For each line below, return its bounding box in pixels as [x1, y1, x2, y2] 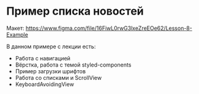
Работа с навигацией [15, 54, 70, 62]
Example [6, 31, 29, 38]
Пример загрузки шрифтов [15, 67, 86, 74]
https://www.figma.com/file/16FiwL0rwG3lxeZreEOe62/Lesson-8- [25, 24, 193, 32]
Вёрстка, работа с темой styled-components [15, 61, 132, 68]
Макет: [6, 24, 24, 32]
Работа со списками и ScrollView [15, 74, 102, 81]
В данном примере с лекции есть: [6, 43, 96, 50]
